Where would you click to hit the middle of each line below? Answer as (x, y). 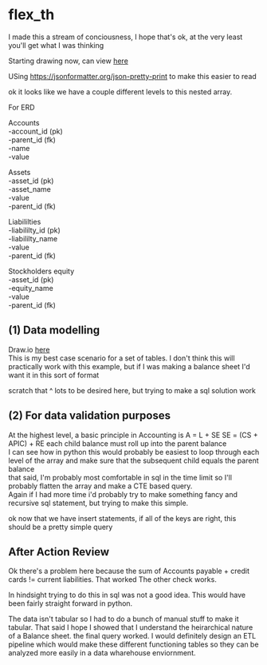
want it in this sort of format (54, 375)
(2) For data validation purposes (90, 416)
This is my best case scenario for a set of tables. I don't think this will (122, 358)
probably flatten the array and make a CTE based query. (100, 486)
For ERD (22, 107)
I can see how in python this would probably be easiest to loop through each (134, 452)
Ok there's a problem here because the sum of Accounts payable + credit (129, 571)
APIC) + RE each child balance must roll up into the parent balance (118, 443)
